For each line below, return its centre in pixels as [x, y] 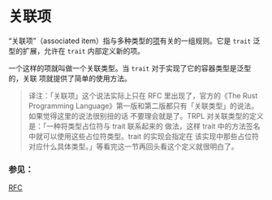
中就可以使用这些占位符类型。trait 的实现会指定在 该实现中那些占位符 [144, 136]
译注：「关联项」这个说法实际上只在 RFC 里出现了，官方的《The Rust [143, 95]
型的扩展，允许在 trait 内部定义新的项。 [76, 50]
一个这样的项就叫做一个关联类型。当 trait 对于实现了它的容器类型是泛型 [130, 68]
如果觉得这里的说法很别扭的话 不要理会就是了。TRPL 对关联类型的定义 [146, 115]
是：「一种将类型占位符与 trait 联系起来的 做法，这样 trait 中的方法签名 [144, 126]
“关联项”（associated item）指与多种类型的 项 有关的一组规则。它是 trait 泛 [134, 41]
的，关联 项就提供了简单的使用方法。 [70, 78]
